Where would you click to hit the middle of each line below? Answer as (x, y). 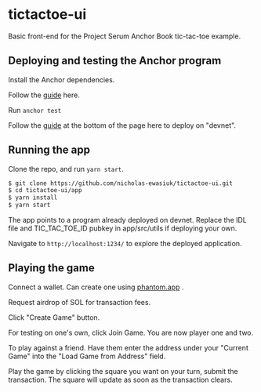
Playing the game (52, 268)
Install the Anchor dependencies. (62, 79)
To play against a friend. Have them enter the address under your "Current (128, 347)
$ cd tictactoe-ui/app (45, 191)
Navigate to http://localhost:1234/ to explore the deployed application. (125, 244)
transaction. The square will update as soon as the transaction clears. (120, 379)
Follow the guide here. (44, 95)
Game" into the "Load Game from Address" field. (87, 356)
